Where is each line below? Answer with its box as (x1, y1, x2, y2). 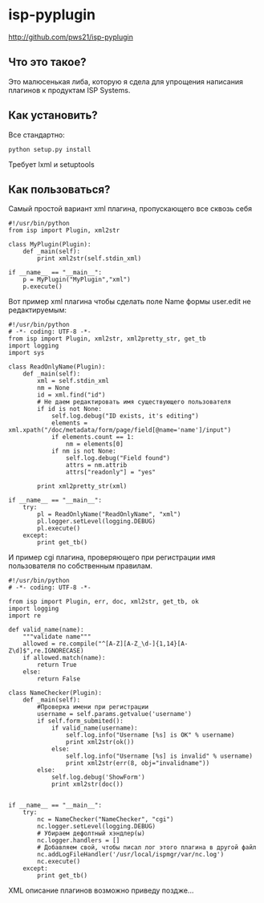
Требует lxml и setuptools (8, 159, 95, 169)
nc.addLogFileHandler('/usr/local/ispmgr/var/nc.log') (37, 851, 225, 859)
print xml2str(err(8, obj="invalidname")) (65, 759, 210, 767)
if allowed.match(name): (22, 654, 106, 662)
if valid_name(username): (51, 724, 138, 732)
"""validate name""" (22, 633, 91, 641)
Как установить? (8, 108, 98, 122)
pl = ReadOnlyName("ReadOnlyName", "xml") (37, 510, 181, 519)
